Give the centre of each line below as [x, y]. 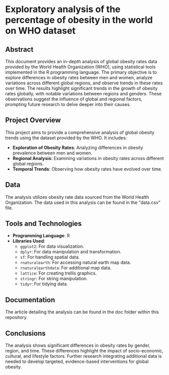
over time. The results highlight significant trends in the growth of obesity [81, 88]
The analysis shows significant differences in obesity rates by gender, [78, 345]
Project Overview [33, 120]
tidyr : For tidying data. [44, 284]
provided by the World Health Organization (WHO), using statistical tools [80, 67]
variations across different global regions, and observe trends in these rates [84, 83]
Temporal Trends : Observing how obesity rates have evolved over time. [87, 169]
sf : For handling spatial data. [50, 257]
